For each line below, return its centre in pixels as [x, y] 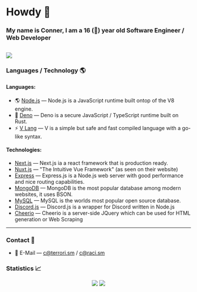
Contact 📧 [21, 240]
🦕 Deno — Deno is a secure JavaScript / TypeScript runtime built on [96, 115]
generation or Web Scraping [49, 219]
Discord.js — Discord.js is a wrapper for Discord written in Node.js [94, 207]
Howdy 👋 [28, 12]
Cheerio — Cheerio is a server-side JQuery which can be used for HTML [102, 213]
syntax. [33, 136]
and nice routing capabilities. [50, 181]
